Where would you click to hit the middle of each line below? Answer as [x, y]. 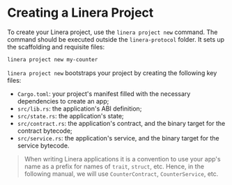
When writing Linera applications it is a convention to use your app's [122, 159]
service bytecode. [43, 145]
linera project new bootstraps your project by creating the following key [112, 73]
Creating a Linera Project [80, 13]
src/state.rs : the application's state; [70, 115]
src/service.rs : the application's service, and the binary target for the [118, 138]
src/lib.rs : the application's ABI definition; [79, 108]
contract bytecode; [45, 131]
